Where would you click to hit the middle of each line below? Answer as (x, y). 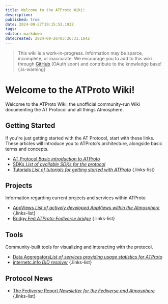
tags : (11, 29)
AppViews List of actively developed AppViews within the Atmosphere (86, 208)
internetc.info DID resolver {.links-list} (52, 262)
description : (19, 15)
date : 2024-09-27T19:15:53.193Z (39, 24)
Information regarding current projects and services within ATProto (76, 198)
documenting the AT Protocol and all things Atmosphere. (64, 109)
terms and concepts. (27, 149)
